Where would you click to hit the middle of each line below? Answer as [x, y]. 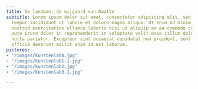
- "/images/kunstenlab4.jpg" [42, 55]
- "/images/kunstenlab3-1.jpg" [44, 72]
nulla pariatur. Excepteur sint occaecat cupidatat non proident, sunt [101, 39]
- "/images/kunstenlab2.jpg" [42, 66]
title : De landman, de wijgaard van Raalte [60, 11]
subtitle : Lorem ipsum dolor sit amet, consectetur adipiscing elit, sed [99, 17]
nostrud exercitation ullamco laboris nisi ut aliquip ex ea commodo [98, 28]
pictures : [18, 50]
